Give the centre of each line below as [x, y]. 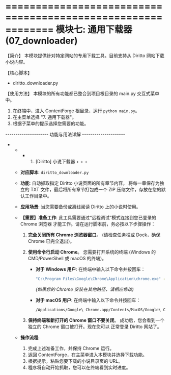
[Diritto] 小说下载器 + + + [62, 161]
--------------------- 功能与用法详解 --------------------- [65, 134]
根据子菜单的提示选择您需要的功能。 [51, 123]
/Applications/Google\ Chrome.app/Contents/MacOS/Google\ [98, 310]
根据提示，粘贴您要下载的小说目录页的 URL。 [75, 361]
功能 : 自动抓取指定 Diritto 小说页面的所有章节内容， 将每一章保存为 [90, 183]
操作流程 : [30, 337]
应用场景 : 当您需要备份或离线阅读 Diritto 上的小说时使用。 [80, 207]
